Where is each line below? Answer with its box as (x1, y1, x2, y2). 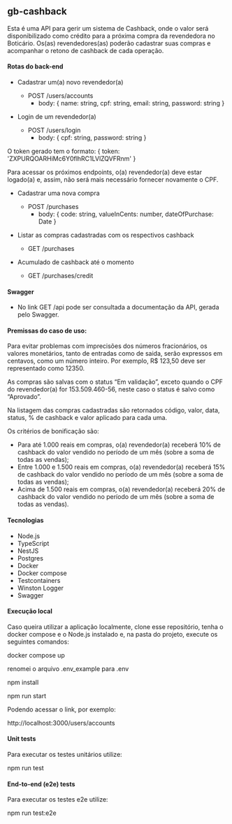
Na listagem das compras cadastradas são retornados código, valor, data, (7, 406, 220, 414)
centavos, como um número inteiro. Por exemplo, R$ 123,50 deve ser (7, 356, 206, 366)
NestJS (17, 547, 39, 555)
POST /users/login (27, 126, 81, 135)
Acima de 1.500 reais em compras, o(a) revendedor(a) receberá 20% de (17, 485, 226, 493)
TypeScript (17, 539, 50, 547)
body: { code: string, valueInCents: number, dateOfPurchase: (38, 210, 215, 219)
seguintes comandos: (7, 637, 70, 646)
